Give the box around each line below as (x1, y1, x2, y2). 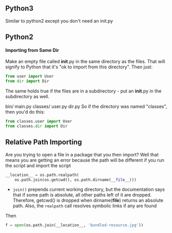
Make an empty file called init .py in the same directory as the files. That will (5, 59, 165, 65)
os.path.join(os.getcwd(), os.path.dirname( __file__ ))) (14, 177, 137, 182)
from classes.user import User (5, 119, 72, 124)
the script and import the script (5, 162, 71, 169)
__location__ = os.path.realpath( (5, 172, 80, 177)
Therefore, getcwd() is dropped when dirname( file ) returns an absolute (12, 198, 163, 204)
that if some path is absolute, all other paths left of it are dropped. (12, 192, 152, 198)
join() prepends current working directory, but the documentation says (12, 186, 165, 192)
